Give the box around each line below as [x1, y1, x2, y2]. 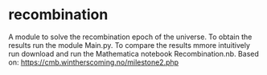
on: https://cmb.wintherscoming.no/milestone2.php [8, 57, 179, 67]
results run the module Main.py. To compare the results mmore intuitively [8, 40, 251, 49]
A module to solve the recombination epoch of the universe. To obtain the [8, 32, 253, 41]
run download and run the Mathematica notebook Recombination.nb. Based [8, 49, 260, 58]
